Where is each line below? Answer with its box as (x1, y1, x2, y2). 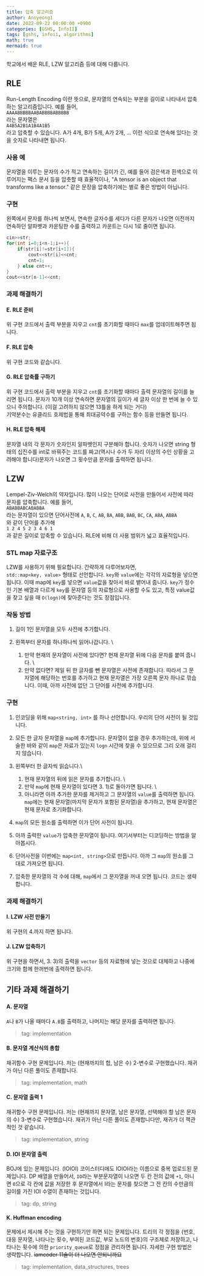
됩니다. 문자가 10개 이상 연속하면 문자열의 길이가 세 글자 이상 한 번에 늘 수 (17, 395, 192, 402)
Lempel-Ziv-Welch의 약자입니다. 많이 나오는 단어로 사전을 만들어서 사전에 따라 (6, 491, 194, 498)
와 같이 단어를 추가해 (6, 519, 55, 526)
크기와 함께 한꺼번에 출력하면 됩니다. (6, 966, 93, 973)
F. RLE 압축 (6, 343, 33, 351)
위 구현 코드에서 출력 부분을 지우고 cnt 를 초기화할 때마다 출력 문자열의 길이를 (6, 388, 188, 395)
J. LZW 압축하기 (6, 943, 46, 950)
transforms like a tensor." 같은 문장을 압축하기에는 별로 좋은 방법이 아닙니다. (6, 183, 189, 191)
